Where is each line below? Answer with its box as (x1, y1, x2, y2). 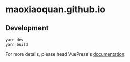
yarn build (5, 42, 28, 47)
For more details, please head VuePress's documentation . (5, 51, 126, 57)
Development (5, 24, 49, 33)
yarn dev (5, 37, 24, 42)
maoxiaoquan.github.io (5, 4, 106, 15)
